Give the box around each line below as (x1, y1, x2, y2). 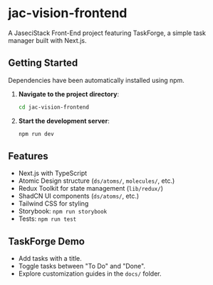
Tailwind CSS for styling (18, 199, 89, 208)
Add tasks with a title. (18, 254, 83, 263)
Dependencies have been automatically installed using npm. (8, 76, 185, 84)
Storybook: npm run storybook (18, 207, 108, 216)
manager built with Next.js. (8, 36, 87, 44)
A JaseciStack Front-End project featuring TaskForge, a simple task (8, 29, 206, 37)
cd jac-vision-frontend (18, 104, 90, 111)
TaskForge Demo (8, 235, 85, 247)
